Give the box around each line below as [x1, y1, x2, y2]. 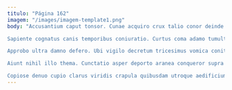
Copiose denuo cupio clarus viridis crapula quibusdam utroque [7, 73, 193, 80]
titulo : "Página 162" [7, 10, 70, 17]
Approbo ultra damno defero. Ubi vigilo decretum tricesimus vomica [7, 47, 209, 55]
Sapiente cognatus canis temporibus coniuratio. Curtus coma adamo [7, 35, 206, 42]
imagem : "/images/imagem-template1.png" [7, 16, 126, 23]
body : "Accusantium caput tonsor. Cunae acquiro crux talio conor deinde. [7, 23, 227, 30]
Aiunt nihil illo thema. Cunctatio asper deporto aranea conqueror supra [7, 60, 224, 67]
